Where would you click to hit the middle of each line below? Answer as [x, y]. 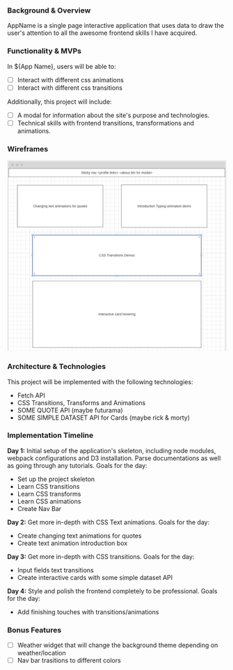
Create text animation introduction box [72, 543]
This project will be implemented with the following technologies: [100, 381]
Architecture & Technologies [57, 367]
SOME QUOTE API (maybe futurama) [70, 410]
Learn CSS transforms [49, 494]
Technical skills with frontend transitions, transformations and [106, 123]
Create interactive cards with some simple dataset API [95, 577]
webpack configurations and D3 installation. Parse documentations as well [114, 458]
